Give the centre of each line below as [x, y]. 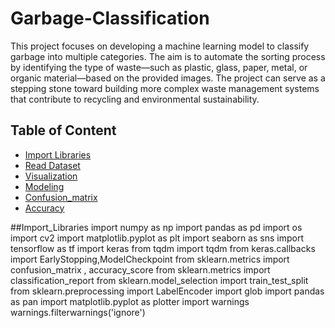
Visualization [51, 176]
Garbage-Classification [110, 18]
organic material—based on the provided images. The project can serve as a [168, 78]
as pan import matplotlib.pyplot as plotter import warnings [130, 301]
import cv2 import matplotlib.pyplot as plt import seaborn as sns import [157, 238]
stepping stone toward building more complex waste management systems [165, 88]
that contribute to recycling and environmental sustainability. [135, 99]
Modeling [44, 186]
